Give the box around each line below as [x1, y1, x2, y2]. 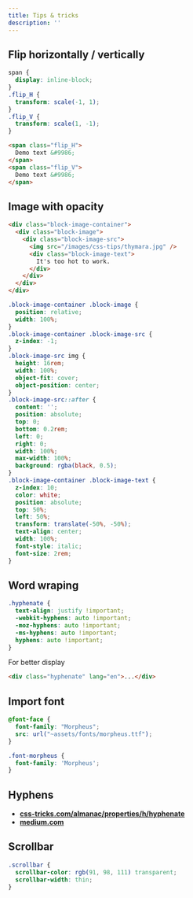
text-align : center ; [15, 528, 82, 536]
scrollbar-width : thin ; [15, 875, 93, 884]
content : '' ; [15, 403, 58, 412]
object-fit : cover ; [15, 374, 79, 382]
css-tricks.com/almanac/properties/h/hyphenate [19, 809, 185, 819]
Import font [8, 694, 65, 708]
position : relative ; [15, 308, 82, 316]
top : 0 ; [15, 418, 41, 426]
